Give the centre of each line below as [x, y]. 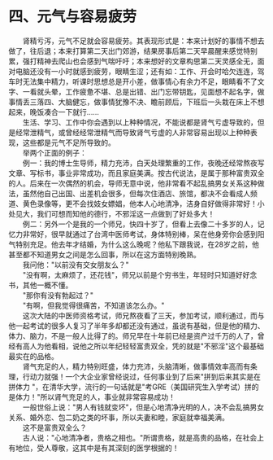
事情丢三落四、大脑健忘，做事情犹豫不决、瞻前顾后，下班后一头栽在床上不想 [136, 102]
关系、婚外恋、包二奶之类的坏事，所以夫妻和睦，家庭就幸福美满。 [119, 417]
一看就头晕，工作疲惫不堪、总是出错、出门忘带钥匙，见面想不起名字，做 [143, 91]
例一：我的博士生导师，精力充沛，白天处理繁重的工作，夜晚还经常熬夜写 [143, 163]
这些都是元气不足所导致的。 [69, 142]
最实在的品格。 [33, 356]
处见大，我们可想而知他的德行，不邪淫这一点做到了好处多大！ [112, 213]
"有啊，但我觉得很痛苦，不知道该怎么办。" [93, 305]
